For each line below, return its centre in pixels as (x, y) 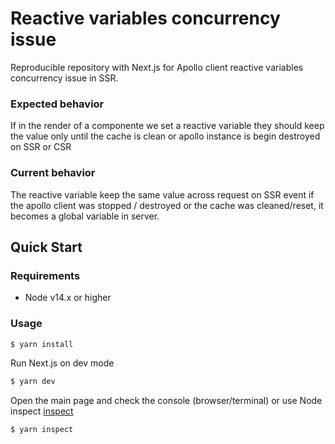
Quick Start (46, 247)
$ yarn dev (33, 382)
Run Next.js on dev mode (62, 363)
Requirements (45, 275)
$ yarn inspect (42, 430)
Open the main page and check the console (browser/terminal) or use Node (166, 401)
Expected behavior (57, 104)
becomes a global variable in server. (85, 216)
